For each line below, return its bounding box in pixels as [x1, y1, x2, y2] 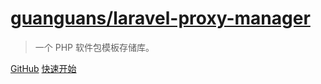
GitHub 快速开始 [10, 62, 77, 74]
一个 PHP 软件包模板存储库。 [34, 41, 155, 53]
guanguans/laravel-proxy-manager [10, 7, 311, 30]
